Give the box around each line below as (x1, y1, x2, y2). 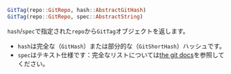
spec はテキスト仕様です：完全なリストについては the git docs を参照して (17, 50, 225, 59)
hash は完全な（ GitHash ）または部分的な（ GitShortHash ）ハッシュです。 (17, 42, 226, 50)
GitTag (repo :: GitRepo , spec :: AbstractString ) (7, 13, 143, 20)
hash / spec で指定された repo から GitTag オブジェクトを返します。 (7, 27, 189, 35)
